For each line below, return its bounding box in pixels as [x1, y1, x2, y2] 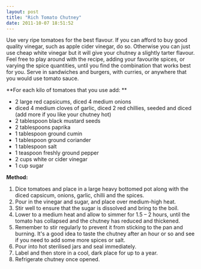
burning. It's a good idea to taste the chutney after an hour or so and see [14, 230, 195, 238]
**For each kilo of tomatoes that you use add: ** [6, 87, 127, 94]
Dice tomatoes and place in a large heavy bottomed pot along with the [14, 185, 189, 193]
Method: [6, 174, 28, 181]
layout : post [6, 8, 39, 15]
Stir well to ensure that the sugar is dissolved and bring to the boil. [14, 205, 179, 212]
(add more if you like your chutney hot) [14, 111, 112, 118]
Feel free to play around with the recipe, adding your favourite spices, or [6, 55, 185, 63]
